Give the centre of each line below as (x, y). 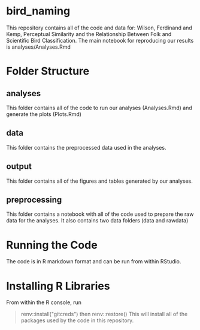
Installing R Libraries (58, 286)
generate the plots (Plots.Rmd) (44, 114)
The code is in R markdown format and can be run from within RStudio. (94, 261)
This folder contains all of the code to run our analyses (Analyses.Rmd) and (99, 108)
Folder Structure (48, 71)
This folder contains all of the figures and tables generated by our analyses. (100, 181)
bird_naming (38, 11)
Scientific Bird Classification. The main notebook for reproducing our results (100, 40)
